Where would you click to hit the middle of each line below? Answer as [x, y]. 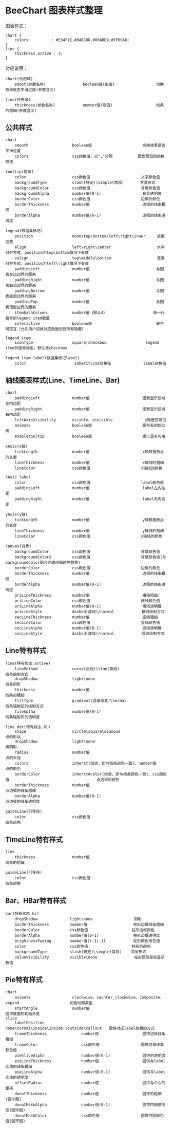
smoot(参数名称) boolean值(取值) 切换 [89, 84]
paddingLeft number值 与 [87, 269]
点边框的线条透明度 [23, 802]
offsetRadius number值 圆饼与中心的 [90, 1083]
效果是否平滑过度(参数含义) [31, 90]
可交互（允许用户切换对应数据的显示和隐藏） [45, 329]
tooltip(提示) [20, 172]
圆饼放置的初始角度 [23, 1014]
